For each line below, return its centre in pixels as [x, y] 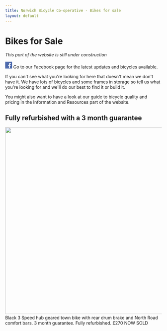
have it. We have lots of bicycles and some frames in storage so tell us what [83, 82]
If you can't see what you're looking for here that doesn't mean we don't [79, 77]
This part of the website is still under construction [56, 55]
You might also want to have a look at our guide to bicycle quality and [76, 97]
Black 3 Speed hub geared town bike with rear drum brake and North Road [82, 318]
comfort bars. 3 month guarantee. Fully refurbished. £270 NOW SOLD [77, 323]
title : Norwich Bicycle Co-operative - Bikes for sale [63, 10]
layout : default [22, 16]
